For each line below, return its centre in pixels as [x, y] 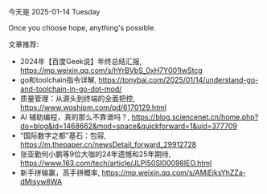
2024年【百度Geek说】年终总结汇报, [81, 61]
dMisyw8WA [41, 182]
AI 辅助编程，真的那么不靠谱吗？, [75, 117]
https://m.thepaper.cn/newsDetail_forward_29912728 [108, 144]
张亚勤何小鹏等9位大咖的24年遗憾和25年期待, [95, 154]
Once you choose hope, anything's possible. [82, 28]
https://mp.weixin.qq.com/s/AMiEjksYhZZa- [174, 172]
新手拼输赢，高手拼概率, [60, 172]
